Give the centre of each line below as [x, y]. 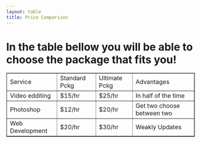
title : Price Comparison [37, 17]
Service [21, 82]
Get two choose [158, 106]
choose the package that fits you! [92, 60]
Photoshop [25, 109]
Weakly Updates [159, 127]
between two [154, 113]
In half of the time [160, 96]
